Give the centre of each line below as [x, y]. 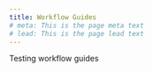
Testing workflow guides [54, 59]
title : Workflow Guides [53, 17]
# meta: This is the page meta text [76, 25]
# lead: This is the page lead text [76, 33]
